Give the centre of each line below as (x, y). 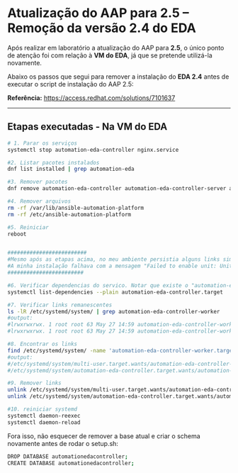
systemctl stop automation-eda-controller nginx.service (93, 150)
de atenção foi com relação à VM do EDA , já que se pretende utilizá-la (110, 55)
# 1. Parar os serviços (42, 143)
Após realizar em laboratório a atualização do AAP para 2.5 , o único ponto (116, 48)
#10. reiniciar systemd (42, 409)
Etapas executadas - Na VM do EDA (87, 127)
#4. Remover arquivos (39, 201)
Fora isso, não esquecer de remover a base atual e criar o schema (104, 436)
